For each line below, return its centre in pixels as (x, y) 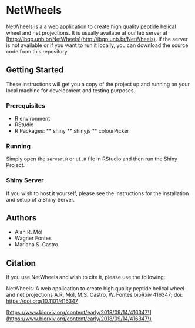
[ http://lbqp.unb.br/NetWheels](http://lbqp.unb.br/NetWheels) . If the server (97, 39)
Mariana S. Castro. (37, 245)
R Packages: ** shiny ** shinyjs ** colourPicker (72, 131)
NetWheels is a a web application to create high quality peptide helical (91, 26)
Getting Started (35, 70)
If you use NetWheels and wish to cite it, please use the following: (86, 277)
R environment (32, 119)
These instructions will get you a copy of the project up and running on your (98, 84)
